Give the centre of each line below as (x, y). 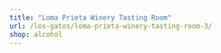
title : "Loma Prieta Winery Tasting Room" (91, 18)
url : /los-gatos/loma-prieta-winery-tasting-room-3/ (111, 26)
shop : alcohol (36, 34)
